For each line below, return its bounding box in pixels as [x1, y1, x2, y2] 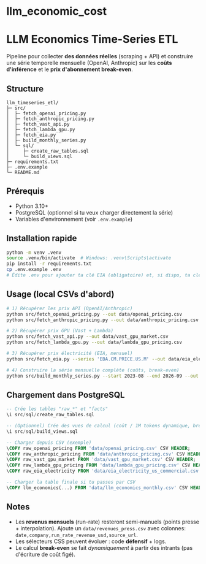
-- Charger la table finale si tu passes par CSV [6, 479, 136, 486]
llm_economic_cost [6, 4, 107, 18]
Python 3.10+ [15, 202, 49, 210]
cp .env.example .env [6, 267, 62, 273]
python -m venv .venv [6, 250, 62, 256]
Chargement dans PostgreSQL [6, 389, 125, 400]
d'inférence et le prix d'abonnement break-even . [6, 66, 133, 73]
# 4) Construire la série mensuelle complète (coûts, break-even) [6, 367, 180, 373]
